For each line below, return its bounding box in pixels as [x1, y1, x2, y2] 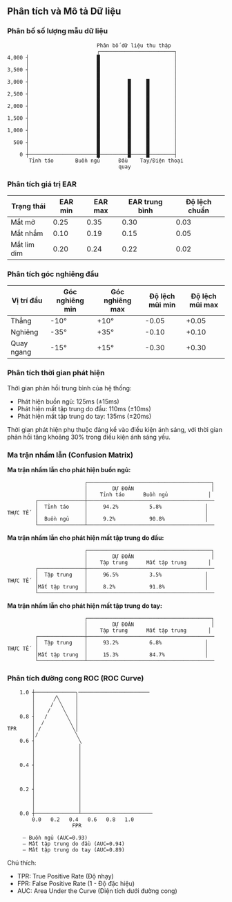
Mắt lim [10, 240, 35, 249]
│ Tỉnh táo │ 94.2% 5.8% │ [35, 503, 209, 510]
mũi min [148, 300, 176, 310]
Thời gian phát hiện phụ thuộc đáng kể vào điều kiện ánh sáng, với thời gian [7, 425, 223, 433]
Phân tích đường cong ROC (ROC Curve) [7, 673, 144, 683]
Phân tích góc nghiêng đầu [7, 269, 99, 279]
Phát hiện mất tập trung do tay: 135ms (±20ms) [17, 412, 152, 420]
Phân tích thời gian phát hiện [7, 368, 105, 378]
